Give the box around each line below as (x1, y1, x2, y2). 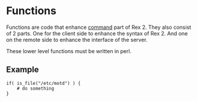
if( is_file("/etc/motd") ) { (6, 80, 81, 86)
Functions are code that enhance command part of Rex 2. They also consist (6, 24, 192, 31)
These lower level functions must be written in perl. (6, 47, 132, 54)
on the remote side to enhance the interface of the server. (6, 36, 148, 43)
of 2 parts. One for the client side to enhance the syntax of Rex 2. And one (6, 29, 188, 37)
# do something (17, 85, 55, 91)
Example (6, 65, 39, 75)
